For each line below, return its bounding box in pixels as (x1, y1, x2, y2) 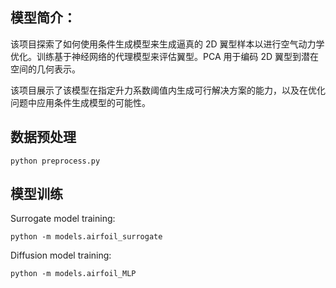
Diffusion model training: (10, 249, 112, 262)
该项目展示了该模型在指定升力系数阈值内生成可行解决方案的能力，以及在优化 (10, 84, 326, 96)
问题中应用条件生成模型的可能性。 (10, 96, 151, 108)
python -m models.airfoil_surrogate (10, 232, 163, 242)
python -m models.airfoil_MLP (10, 269, 137, 279)
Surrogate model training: (10, 213, 116, 225)
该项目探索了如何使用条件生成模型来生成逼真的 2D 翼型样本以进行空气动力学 (10, 38, 325, 50)
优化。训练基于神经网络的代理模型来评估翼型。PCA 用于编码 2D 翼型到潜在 (10, 50, 320, 62)
